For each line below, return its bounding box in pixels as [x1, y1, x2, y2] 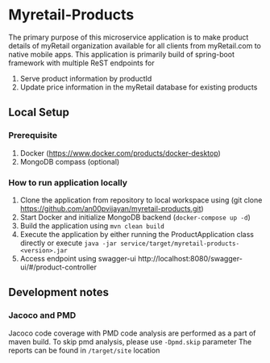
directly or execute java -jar [19, 238, 117, 248]
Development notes [8, 286, 109, 299]
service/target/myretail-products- [120, 240, 240, 248]
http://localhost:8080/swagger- [138, 253, 243, 263]
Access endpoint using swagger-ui [19, 253, 137, 263]
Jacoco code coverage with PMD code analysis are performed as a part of [8, 328, 256, 338]
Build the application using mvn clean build [19, 220, 165, 231]
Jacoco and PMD [8, 310, 77, 321]
